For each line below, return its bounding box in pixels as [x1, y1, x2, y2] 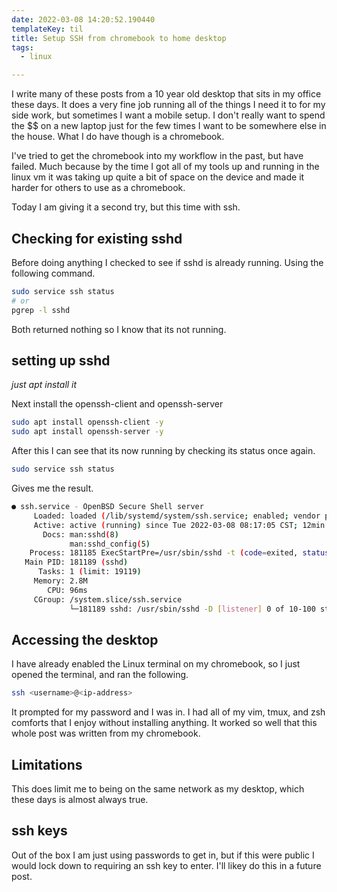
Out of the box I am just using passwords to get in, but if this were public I [11, 849, 315, 861]
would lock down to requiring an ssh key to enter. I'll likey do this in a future [11, 859, 322, 871]
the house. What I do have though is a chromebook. [11, 131, 225, 143]
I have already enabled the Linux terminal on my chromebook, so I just [11, 658, 301, 670]
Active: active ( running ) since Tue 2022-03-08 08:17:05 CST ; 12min [33, 520, 326, 530]
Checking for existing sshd [11, 230, 183, 247]
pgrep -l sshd [11, 305, 71, 315]
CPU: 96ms [47, 585, 88, 595]
